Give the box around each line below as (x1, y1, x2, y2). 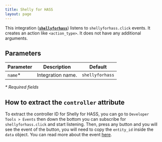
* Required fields (5, 84, 39, 90)
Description (43, 63, 71, 70)
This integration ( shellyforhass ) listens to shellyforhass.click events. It (5, 25, 151, 31)
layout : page (5, 12, 32, 16)
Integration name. (36, 72, 77, 79)
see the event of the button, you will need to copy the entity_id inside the (5, 126, 154, 132)
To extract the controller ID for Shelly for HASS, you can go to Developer (5, 111, 149, 117)
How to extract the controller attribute (5, 98, 125, 107)
